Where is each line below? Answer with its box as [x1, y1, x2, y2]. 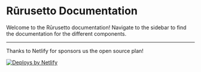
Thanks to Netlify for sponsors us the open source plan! [6, 47, 144, 54]
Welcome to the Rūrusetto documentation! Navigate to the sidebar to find [6, 24, 187, 31]
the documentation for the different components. [6, 30, 127, 37]
